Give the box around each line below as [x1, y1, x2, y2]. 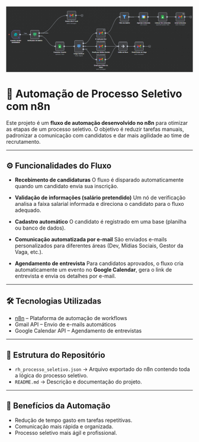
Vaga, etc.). [14, 249, 43, 256]
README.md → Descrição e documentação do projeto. [14, 378, 142, 385]
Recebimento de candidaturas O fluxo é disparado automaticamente [14, 176, 184, 183]
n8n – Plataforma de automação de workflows [14, 315, 127, 322]
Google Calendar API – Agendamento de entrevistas [14, 327, 142, 334]
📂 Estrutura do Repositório [6, 350, 105, 360]
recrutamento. [6, 138, 41, 145]
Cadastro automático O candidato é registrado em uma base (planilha [14, 218, 187, 225]
